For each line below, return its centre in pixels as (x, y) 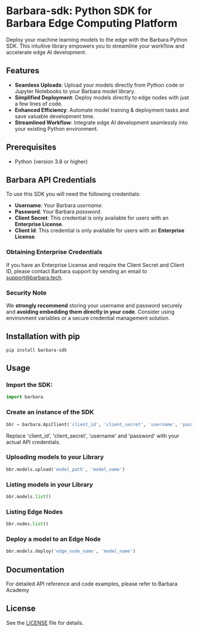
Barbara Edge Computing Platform (92, 23)
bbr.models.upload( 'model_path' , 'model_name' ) (66, 469)
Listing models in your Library (49, 484)
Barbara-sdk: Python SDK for (79, 11)
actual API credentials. (33, 442)
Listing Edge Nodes (34, 512)
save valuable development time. (55, 116)
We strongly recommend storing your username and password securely (94, 305)
